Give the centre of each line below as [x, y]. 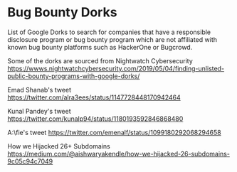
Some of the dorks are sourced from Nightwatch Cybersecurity [100, 60]
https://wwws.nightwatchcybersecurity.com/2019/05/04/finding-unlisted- [116, 68]
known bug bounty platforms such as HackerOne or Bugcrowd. [100, 47]
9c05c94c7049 [30, 161]
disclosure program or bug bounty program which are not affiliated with [112, 39]
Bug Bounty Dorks [62, 12]
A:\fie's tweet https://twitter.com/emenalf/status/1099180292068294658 [115, 132]
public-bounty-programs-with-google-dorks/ [74, 76]
